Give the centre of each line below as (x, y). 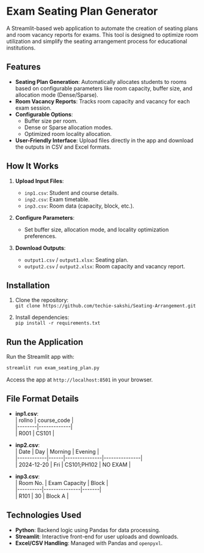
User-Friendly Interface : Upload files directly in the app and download (104, 140)
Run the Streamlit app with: (40, 357)
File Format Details (43, 399)
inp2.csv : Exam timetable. (57, 199)
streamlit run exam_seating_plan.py (53, 368)
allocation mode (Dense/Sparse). (57, 95)
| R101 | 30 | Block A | (42, 496)
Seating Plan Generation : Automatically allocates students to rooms (101, 81)
